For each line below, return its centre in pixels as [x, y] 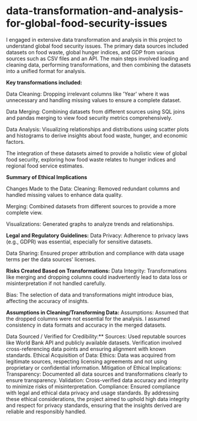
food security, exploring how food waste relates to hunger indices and [91, 159]
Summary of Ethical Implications [47, 177]
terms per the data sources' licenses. [51, 259]
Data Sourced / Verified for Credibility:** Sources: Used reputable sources [96, 336]
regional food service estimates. [45, 166]
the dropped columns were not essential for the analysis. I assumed [88, 318]
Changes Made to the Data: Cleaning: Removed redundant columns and [93, 188]
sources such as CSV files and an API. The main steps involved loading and [98, 58]
